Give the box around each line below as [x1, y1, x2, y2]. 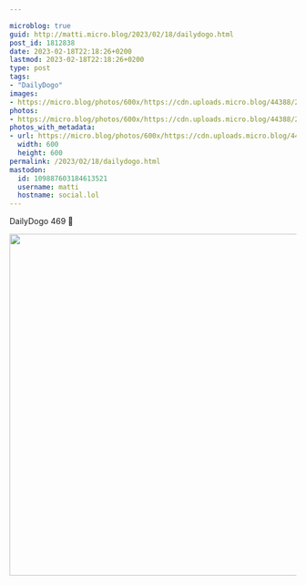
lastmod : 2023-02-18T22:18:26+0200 [9, 56, 145, 65]
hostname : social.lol [17, 190, 100, 200]
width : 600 [17, 140, 59, 149]
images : [9, 88, 39, 98]
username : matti [17, 182, 79, 191]
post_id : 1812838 [9, 38, 76, 47]
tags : [9, 72, 30, 82]
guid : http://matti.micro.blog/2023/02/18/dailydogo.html [9, 29, 234, 39]
